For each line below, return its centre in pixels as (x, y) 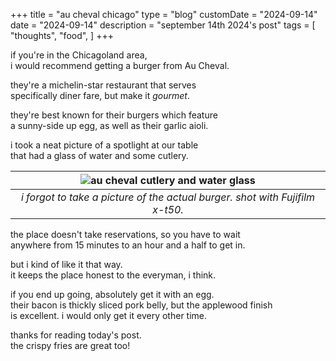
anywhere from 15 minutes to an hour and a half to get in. (128, 245)
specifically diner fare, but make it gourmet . (100, 95)
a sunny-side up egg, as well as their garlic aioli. (109, 125)
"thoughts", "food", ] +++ (62, 35)
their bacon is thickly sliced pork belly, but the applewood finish (141, 305)
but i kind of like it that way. (66, 264)
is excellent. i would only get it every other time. (109, 315)
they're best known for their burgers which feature (114, 115)
